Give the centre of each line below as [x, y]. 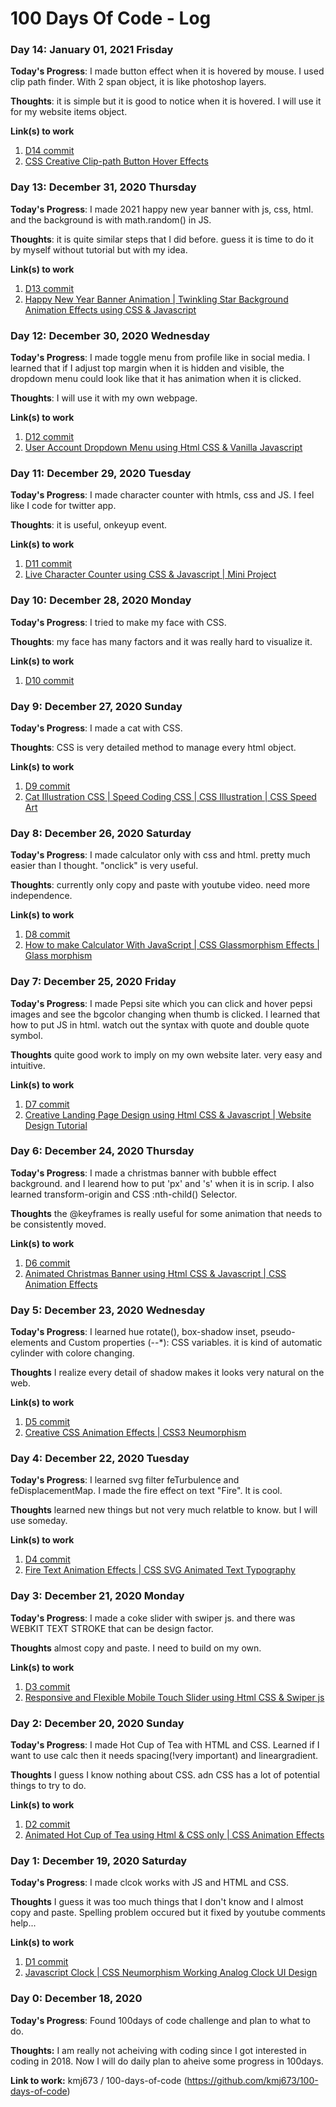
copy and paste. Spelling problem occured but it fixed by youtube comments [168, 1913]
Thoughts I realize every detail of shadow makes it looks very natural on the [167, 1373]
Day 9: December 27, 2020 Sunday [96, 706]
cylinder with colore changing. [72, 1353]
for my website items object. [69, 112]
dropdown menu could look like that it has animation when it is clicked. [156, 379]
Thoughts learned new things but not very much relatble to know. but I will [164, 1510]
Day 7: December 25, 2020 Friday [93, 982]
